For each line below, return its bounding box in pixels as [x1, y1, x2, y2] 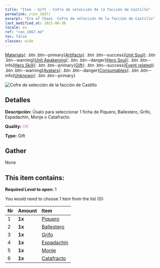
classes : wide [5, 39, 34, 44]
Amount [17, 207, 37, 214]
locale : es [5, 25, 27, 30]
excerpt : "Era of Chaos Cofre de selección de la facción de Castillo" [5, 16, 155, 21]
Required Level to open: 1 [5, 187, 57, 192]
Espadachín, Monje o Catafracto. [5, 114, 71, 120]
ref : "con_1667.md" [5, 30, 45, 34]
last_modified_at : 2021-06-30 [5, 20, 66, 26]
